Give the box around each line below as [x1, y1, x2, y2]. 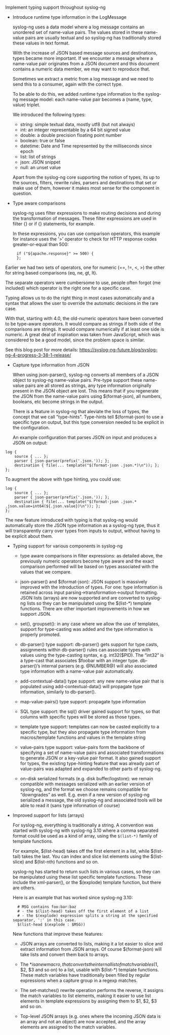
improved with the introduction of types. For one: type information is [20, 584, 163, 590]
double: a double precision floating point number [20, 132, 122, 138]
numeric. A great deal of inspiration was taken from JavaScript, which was [5, 332, 160, 337]
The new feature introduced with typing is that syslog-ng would [5, 517, 138, 523]
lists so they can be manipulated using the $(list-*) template [27, 600, 152, 606]
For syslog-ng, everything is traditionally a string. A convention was [12, 822, 153, 828]
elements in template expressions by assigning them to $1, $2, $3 [20, 998, 157, 1004]
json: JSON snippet [20, 159, 61, 165]
